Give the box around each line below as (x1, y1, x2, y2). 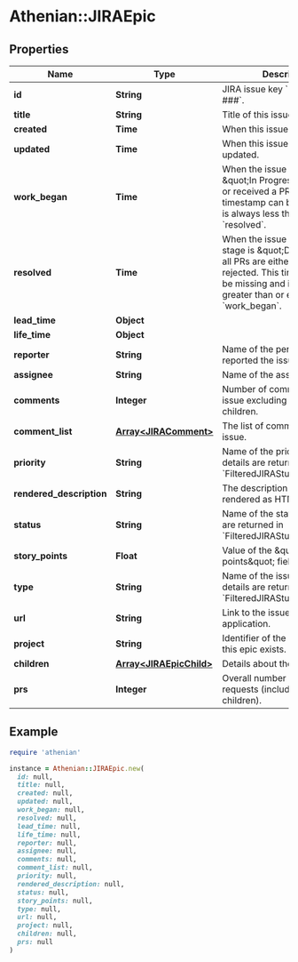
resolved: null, (17, 814, 77, 822)
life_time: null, (17, 830, 82, 839)
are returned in (221, 518, 284, 531)
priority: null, (17, 871, 77, 881)
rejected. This (221, 267, 279, 278)
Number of (221, 383, 268, 395)
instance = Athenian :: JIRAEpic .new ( (9, 764, 145, 773)
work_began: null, (17, 806, 86, 814)
